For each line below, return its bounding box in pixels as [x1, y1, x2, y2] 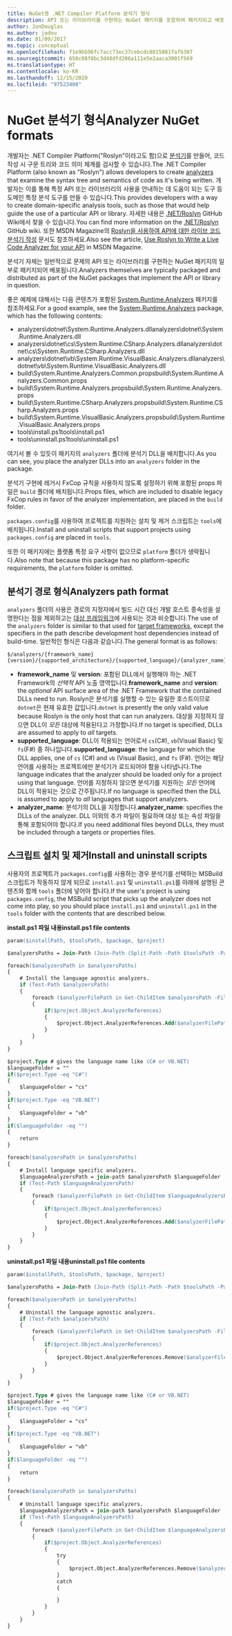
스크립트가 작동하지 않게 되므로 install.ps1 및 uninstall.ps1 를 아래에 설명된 [7, 878, 217, 886]
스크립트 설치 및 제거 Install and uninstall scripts [7, 850, 208, 862]
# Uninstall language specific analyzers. [19, 1501, 144, 1508]
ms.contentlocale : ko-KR [7, 68, 79, 75]
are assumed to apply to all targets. [17, 728, 118, 736]
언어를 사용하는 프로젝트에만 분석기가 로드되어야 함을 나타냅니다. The [17, 763, 202, 770]
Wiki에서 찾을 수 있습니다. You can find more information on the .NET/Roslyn [7, 218, 219, 227]
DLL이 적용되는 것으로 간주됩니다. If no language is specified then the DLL [17, 787, 222, 795]
